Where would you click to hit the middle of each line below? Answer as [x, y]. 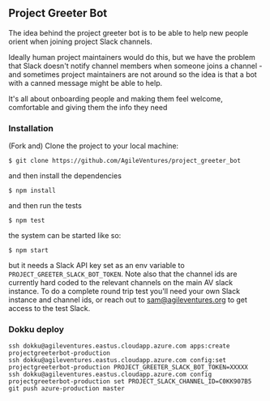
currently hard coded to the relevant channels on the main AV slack [121, 283]
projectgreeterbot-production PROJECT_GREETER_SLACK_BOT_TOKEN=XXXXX [129, 368]
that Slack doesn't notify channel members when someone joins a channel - [135, 66]
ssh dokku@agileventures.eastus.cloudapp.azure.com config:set [118, 360]
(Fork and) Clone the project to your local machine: [94, 146]
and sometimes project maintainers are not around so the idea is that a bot [133, 74]
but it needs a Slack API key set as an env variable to [96, 266]
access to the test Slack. [49, 309]
